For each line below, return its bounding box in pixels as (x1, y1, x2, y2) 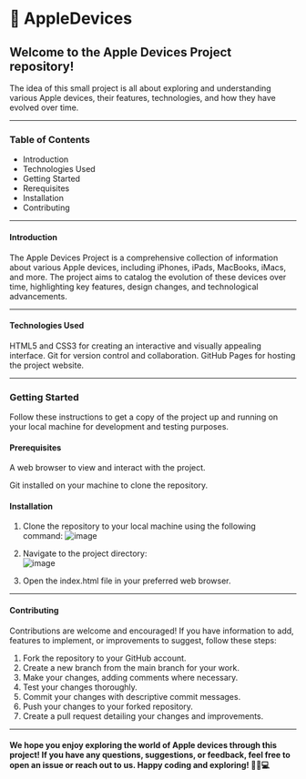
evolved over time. (9, 102, 79, 113)
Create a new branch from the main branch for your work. (22, 662, 240, 673)
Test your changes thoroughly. (22, 682, 138, 693)
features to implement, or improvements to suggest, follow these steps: (9, 634, 278, 645)
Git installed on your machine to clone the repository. (9, 480, 209, 491)
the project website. (9, 359, 85, 370)
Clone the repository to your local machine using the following (22, 521, 257, 531)
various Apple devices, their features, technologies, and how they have (9, 93, 276, 103)
